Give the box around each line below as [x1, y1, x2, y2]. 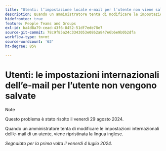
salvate [5, 90, 36, 101]
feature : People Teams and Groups [5, 21, 77, 26]
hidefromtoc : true [5, 16, 43, 21]
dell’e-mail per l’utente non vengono [5, 80, 157, 91]
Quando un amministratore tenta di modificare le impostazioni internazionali [5, 125, 160, 131]
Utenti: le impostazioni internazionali [5, 69, 160, 80]
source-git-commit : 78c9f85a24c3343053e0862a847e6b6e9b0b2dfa [5, 30, 136, 35]
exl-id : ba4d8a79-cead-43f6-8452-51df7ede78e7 [5, 26, 103, 30]
